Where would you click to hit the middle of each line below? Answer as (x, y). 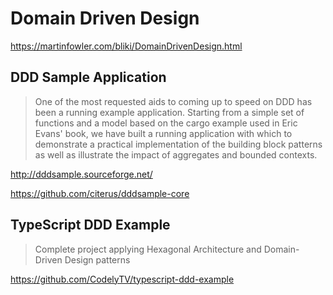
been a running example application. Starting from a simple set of (169, 112)
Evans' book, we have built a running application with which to (163, 133)
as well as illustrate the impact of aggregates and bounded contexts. (176, 154)
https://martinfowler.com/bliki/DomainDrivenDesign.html (126, 46)
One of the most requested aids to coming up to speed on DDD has (173, 101)
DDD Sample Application (88, 77)
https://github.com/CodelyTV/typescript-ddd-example (122, 279)
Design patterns (97, 259)
